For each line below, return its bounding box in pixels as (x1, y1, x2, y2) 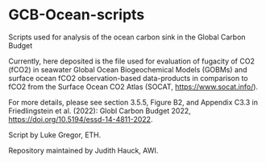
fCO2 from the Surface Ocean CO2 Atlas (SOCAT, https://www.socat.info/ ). (8, 82, 259, 92)
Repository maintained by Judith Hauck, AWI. (8, 145, 159, 155)
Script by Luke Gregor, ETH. (8, 130, 102, 140)
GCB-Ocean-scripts (8, 6, 145, 24)
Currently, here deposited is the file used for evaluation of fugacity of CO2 (8, 56, 256, 66)
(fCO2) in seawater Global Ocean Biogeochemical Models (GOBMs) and (8, 64, 247, 74)
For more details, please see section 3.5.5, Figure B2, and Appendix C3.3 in (8, 97, 258, 107)
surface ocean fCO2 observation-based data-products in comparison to (8, 73, 248, 83)
